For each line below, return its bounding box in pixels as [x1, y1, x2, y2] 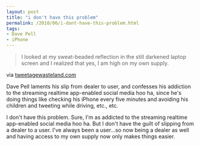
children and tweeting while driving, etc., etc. [6, 102, 119, 109]
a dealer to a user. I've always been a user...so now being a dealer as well [6, 127, 189, 133]
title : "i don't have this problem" [6, 14, 98, 20]
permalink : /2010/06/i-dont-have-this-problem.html [6, 20, 139, 26]
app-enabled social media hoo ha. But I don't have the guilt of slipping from [6, 120, 195, 127]
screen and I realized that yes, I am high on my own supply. [21, 59, 169, 67]
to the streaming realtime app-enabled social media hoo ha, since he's [6, 90, 182, 96]
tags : [6, 25, 20, 32]
